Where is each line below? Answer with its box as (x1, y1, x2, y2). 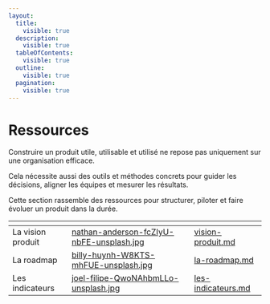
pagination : (15, 79, 56, 87)
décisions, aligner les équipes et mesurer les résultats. (8, 180, 189, 189)
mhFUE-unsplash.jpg (71, 260, 153, 271)
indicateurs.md (194, 282, 251, 294)
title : (15, 19, 38, 27)
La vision (12, 226, 47, 237)
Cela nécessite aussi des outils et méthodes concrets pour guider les (8, 172, 237, 181)
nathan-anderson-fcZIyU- (71, 226, 174, 237)
